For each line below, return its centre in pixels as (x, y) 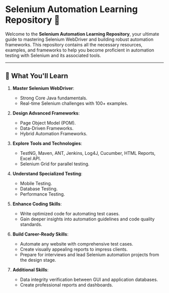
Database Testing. (39, 189)
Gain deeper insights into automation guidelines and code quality (87, 219)
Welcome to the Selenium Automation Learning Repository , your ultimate (82, 34)
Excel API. (30, 158)
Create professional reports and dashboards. (66, 285)
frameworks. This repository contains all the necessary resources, (74, 44)
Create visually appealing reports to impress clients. (74, 249)
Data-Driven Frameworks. (47, 128)
